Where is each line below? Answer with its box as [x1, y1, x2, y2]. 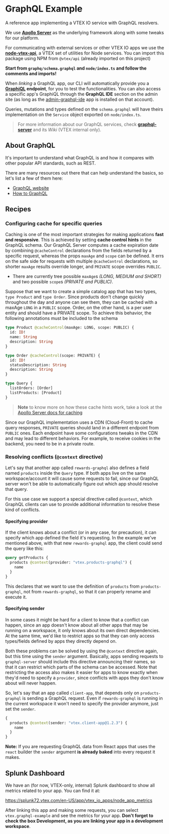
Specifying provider [5, 518, 48, 524]
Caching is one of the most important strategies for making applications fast [5, 232, 164, 238]
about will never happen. [5, 680, 57, 686]
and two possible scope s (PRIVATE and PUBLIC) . [12, 279, 114, 285]
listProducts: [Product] [10, 390, 62, 395]
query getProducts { [5, 555, 49, 561]
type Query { [5, 381, 33, 386]
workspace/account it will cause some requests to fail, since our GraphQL [5, 475, 159, 481]
